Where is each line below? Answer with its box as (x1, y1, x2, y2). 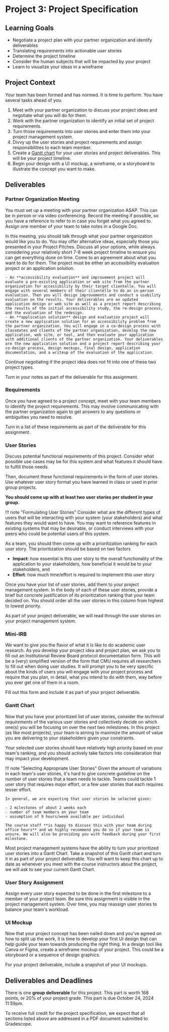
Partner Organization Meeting (5, 196, 79, 203)
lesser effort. (5, 786, 32, 792)
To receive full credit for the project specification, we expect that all (5, 1010, 145, 1016)
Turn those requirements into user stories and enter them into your (12, 128, 151, 134)
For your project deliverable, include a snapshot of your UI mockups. (5, 962, 147, 968)
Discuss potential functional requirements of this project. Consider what (5, 453, 154, 460)
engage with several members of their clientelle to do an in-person (5, 288, 154, 293)
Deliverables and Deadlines (5, 976, 93, 985)
